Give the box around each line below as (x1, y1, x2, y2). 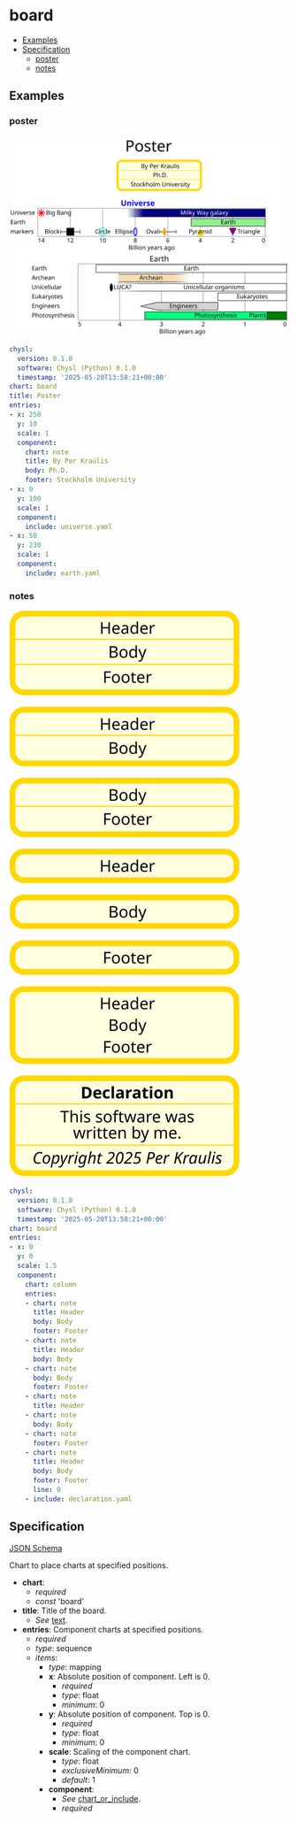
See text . (34, 1614, 68, 1625)
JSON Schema (9, 1542, 63, 1553)
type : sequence (34, 1642, 93, 1653)
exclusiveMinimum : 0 (61, 1764, 139, 1775)
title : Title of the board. (21, 1605, 107, 1616)
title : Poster (9, 391, 62, 401)
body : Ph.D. (25, 466, 69, 475)
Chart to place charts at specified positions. (9, 1559, 169, 1571)
